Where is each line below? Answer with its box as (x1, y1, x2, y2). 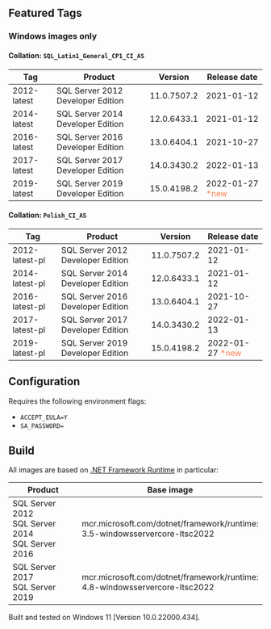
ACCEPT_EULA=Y (19, 413, 68, 421)
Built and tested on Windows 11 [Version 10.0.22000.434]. (8, 613, 200, 623)
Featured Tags (8, 6, 82, 20)
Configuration (8, 375, 81, 388)
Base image (147, 484, 194, 496)
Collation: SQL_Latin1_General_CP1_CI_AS (8, 50, 145, 60)
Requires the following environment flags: (8, 396, 147, 406)
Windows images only (8, 31, 98, 42)
